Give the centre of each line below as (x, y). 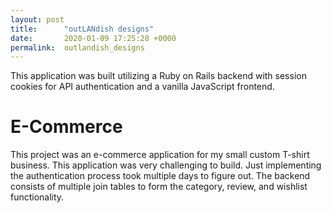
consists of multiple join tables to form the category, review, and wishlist (159, 187)
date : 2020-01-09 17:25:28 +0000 (93, 38)
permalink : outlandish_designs (77, 47)
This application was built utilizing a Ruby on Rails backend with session (158, 76)
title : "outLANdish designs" (82, 29)
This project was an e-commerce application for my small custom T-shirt (160, 155)
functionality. (37, 197)
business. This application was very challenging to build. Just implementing (166, 165)
